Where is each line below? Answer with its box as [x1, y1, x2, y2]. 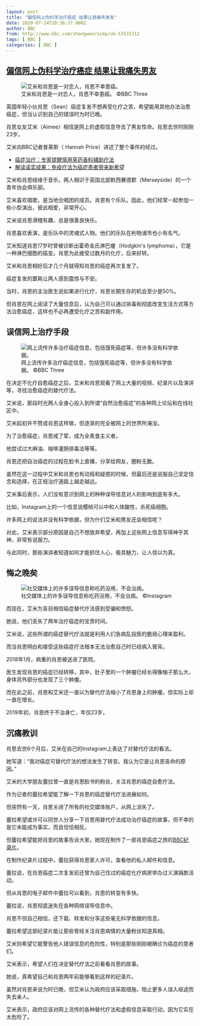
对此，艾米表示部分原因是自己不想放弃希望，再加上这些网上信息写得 [6, 529, 173, 536]
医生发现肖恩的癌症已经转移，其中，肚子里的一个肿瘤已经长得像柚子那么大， [6, 668, 194, 676]
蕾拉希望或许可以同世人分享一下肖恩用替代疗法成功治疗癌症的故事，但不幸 [6, 816, 189, 823]
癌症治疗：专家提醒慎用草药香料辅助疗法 [14, 156, 114, 163]
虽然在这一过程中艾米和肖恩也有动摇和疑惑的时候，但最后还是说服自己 [6, 470, 179, 477]
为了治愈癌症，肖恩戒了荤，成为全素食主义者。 [6, 432, 121, 439]
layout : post [6, 8, 39, 15]
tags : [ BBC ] [6, 36, 42, 42]
